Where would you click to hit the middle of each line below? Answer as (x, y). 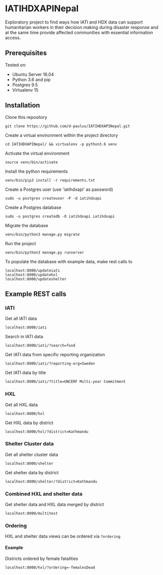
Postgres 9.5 (25, 85)
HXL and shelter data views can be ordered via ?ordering (63, 536)
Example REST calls (36, 294)
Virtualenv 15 (25, 90)
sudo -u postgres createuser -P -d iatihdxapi (53, 198)
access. (13, 38)
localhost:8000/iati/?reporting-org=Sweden (50, 364)
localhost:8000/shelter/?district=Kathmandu (51, 482)
